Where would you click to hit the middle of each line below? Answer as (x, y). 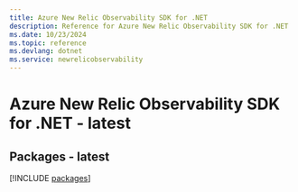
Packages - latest (60, 156)
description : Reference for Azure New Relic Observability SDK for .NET (149, 26)
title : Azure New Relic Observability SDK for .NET (108, 18)
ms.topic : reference (48, 43)
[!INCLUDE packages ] (50, 178)
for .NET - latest (70, 123)
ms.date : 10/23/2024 (48, 34)
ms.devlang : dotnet (46, 51)
